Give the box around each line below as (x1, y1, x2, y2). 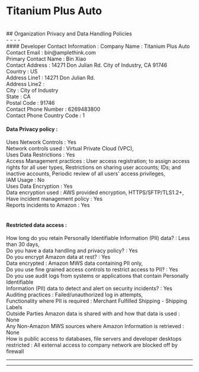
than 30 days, (6, 241, 40, 248)
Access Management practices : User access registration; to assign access (6, 158, 190, 165)
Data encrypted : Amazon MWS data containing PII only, (6, 259, 143, 267)
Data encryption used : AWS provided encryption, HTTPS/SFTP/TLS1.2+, (6, 189, 184, 196)
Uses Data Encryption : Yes (6, 182, 73, 190)
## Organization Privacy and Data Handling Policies (6, 30, 132, 37)
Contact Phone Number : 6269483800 (6, 105, 101, 113)
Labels (6, 304, 23, 311)
